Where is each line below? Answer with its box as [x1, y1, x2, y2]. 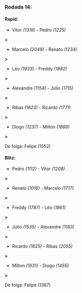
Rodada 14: [4, 3, 32, 10]
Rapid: [4, 16, 18, 22]
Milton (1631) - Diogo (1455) [11, 262, 69, 268]
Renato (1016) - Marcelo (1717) [11, 185, 74, 191]
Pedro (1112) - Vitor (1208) [11, 166, 65, 172]
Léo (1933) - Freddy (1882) [11, 66, 68, 72]
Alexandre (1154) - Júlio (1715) [11, 85, 74, 91]
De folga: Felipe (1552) [4, 143, 51, 149]
